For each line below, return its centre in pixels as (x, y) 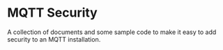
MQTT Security (52, 13)
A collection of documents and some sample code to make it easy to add (112, 32)
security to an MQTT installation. (54, 39)
